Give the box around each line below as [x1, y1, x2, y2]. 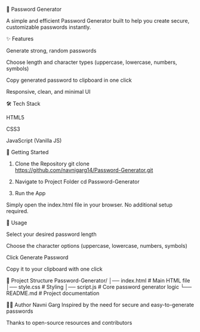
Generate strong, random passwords [6, 47, 97, 54]
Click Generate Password [6, 254, 69, 261]
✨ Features [6, 35, 34, 42]
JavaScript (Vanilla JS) [6, 137, 62, 144]
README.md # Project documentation [6, 290, 100, 297]
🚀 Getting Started [6, 149, 49, 155]
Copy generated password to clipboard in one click [6, 76, 133, 84]
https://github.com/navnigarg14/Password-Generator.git [14, 167, 153, 173]
